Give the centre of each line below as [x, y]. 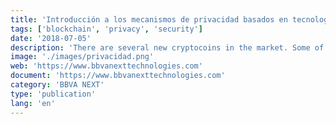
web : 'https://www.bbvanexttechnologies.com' [106, 66]
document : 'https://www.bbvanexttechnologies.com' [118, 76]
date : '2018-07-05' [51, 38]
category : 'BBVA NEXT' [57, 85]
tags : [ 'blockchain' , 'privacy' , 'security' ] [106, 29]
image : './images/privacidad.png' [82, 57]
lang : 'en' [33, 103]
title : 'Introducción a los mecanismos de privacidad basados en [149, 19]
